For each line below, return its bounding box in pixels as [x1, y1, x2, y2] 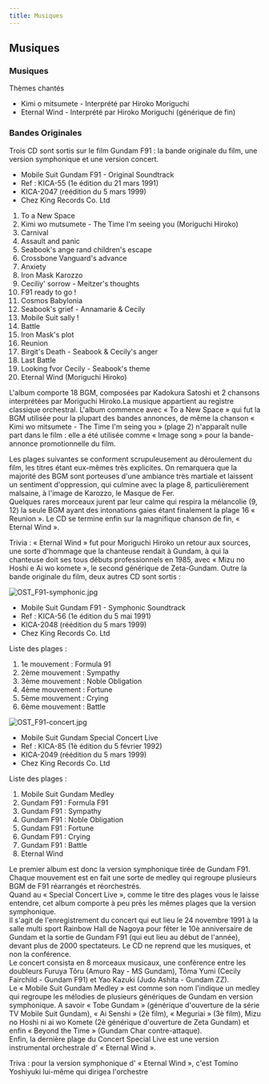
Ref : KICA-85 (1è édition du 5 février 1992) [20, 741, 163, 750]
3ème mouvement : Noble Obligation [20, 676, 143, 686]
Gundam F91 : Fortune [20, 823, 94, 833]
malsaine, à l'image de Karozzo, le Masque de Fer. [9, 488, 175, 498]
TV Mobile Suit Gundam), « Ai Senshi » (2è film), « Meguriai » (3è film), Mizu [9, 1009, 261, 1018]
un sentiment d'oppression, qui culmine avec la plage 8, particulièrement [9, 479, 249, 489]
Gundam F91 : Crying [20, 831, 90, 841]
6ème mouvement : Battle [20, 702, 106, 711]
